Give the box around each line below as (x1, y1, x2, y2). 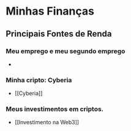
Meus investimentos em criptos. (6, 105, 104, 113)
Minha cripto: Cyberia (6, 76, 72, 84)
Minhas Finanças (6, 4, 94, 18)
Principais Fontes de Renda (6, 29, 112, 39)
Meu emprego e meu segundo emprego (6, 47, 125, 55)
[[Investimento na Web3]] (14, 119, 80, 126)
